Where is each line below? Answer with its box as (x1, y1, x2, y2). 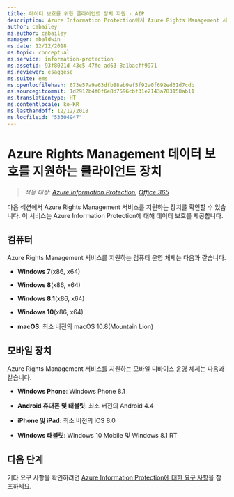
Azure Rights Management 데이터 (7, 146, 202, 162)
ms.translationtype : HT (7, 95, 77, 102)
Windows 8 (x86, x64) (17, 281, 81, 289)
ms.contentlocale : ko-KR (7, 101, 79, 108)
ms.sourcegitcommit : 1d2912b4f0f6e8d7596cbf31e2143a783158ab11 (7, 88, 195, 95)
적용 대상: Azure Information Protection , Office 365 (24, 188, 169, 196)
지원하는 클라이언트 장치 (32, 163, 162, 179)
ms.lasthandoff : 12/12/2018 (7, 107, 89, 114)
